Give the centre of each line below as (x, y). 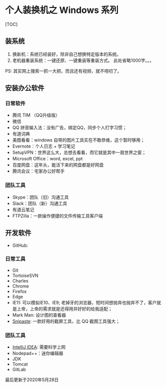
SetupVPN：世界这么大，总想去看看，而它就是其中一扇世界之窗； (79, 153)
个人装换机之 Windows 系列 (62, 10)
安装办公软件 (25, 88)
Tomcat (20, 364)
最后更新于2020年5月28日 (32, 380)
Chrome (21, 286)
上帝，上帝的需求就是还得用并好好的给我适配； (64, 308)
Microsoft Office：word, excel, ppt (47, 159)
